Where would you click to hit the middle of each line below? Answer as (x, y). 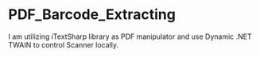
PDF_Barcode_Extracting (92, 15)
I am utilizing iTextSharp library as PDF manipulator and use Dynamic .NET (130, 36)
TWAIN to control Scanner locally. (64, 44)
